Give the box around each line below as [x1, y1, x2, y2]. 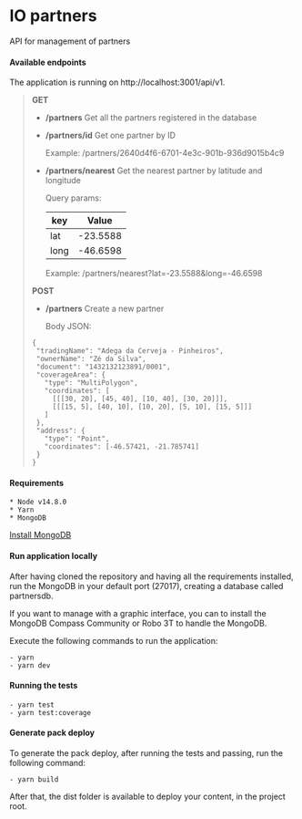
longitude [45, 175, 82, 186]
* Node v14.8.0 [9, 498, 67, 507]
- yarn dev [9, 660, 51, 670]
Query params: [45, 192, 102, 203]
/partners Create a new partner [45, 303, 165, 315]
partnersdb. [9, 590, 54, 601]
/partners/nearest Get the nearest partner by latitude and [45, 165, 263, 176]
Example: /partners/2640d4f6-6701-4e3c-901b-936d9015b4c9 [45, 148, 285, 159]
